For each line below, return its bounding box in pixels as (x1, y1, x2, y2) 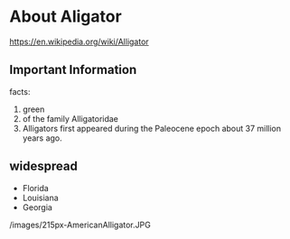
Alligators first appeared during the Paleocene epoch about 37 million (22, 123, 282, 133)
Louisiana (22, 192, 59, 203)
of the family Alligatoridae (22, 113, 119, 124)
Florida (22, 182, 50, 193)
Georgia (22, 201, 52, 213)
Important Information (9, 62, 137, 78)
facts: (9, 86, 31, 97)
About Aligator (9, 6, 122, 27)
